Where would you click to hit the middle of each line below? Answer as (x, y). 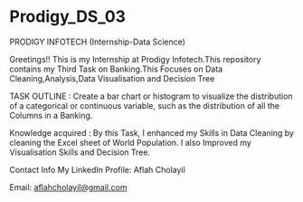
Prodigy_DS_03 (68, 17)
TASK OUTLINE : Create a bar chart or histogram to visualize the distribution (151, 96)
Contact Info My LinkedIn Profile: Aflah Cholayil (97, 169)
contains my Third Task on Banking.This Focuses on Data (116, 69)
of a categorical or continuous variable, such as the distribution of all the (145, 105)
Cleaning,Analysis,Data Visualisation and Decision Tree (112, 78)
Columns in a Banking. (51, 115)
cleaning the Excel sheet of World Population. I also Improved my (130, 142)
